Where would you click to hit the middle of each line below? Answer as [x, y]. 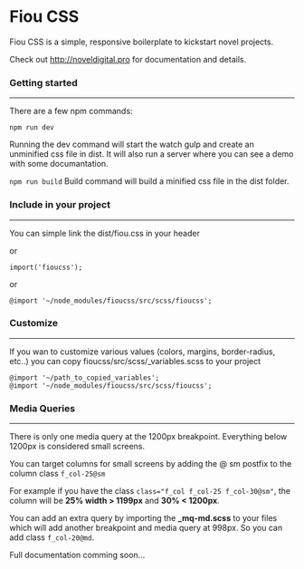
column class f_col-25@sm [57, 474]
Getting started [44, 82]
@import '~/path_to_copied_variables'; [85, 378]
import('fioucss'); [46, 267]
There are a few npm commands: [71, 111]
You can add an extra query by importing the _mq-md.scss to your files [143, 518]
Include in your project [60, 205]
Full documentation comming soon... [77, 555]
